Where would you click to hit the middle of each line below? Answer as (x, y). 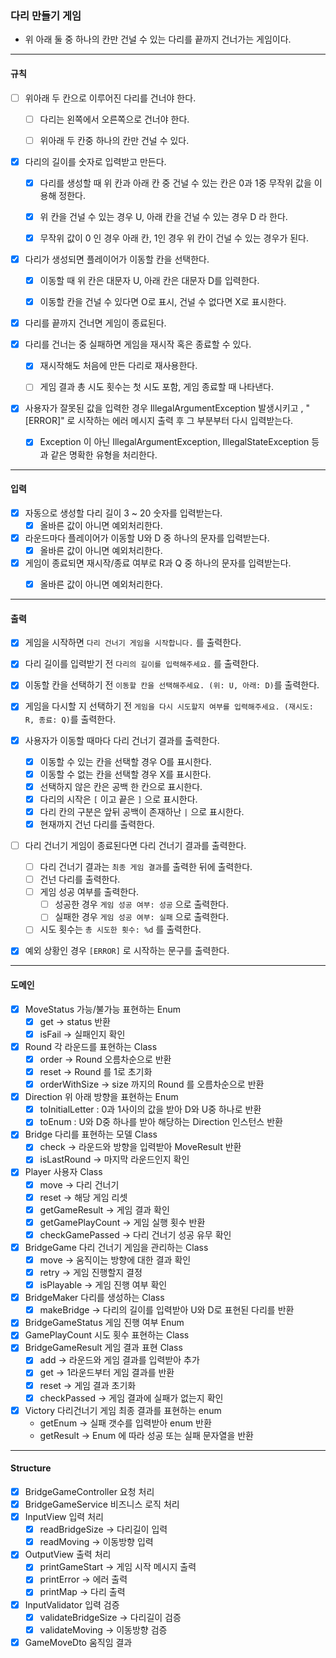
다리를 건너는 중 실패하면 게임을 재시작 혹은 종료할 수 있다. (138, 344)
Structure (31, 1468)
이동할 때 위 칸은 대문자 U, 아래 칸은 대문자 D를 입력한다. (149, 280)
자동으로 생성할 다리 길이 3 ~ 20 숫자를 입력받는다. (123, 513)
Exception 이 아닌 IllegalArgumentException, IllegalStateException (174, 442)
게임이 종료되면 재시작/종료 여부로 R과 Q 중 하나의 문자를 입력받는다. (158, 563)
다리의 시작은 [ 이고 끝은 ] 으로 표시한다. (118, 799)
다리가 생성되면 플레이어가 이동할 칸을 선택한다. (117, 259)
